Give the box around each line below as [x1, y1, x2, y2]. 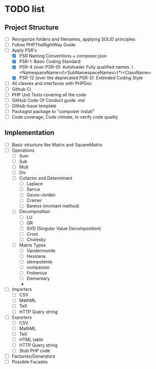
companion [26, 264, 50, 270]
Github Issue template [11, 103, 57, 109]
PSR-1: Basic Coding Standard [19, 58, 81, 65]
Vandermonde [26, 247, 56, 253]
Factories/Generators [11, 353, 55, 359]
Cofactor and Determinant [19, 175, 73, 181]
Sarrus [26, 186, 40, 192]
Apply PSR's [11, 47, 38, 53]
